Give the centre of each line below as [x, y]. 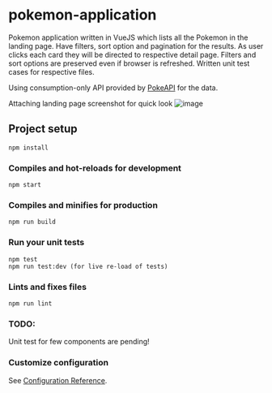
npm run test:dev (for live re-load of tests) [88, 266]
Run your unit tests [47, 243]
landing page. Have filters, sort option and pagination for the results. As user [136, 45]
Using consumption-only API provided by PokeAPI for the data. [113, 88]
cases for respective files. [51, 71]
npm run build [32, 222]
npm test [23, 259]
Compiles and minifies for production [83, 205]
